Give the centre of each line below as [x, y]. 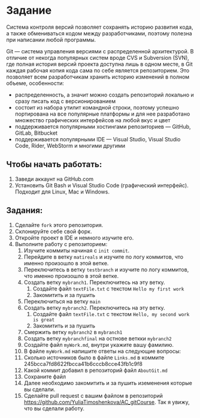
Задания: [25, 210]
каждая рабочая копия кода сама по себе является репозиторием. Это [98, 70]
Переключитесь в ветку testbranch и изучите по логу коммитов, [106, 269]
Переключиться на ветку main [62, 301]
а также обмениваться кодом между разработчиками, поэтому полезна [99, 33]
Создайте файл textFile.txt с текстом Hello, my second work [111, 314]
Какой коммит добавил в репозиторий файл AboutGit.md [96, 370]
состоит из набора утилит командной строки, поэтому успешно [97, 107]
